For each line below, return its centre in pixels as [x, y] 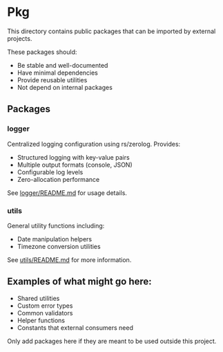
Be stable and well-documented [62, 65]
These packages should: [42, 52]
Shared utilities [38, 298]
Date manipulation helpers [54, 239]
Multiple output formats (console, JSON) [75, 165]
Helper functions [41, 320]
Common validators [45, 313]
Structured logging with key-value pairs [73, 157]
